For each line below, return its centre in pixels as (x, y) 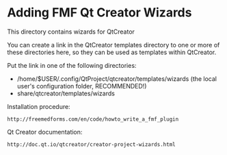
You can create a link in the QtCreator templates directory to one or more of (113, 45)
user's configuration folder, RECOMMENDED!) (82, 86)
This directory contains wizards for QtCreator (71, 32)
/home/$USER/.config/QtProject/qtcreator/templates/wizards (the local (117, 79)
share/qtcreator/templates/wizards (66, 93)
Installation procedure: (39, 106)
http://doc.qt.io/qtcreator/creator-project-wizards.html (91, 144)
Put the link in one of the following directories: (72, 65)
